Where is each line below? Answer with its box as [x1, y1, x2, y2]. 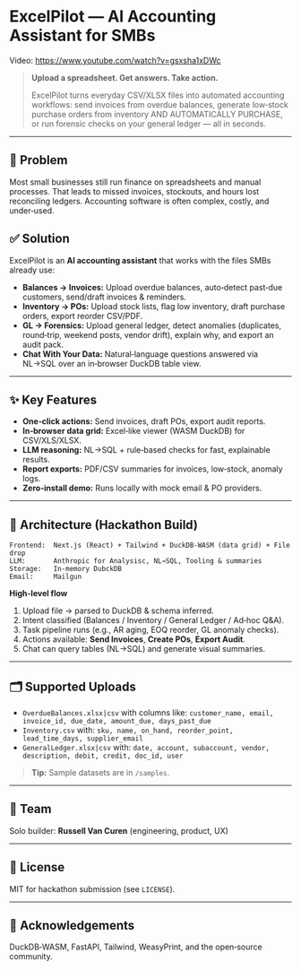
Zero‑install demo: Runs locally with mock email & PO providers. [21, 482, 262, 494]
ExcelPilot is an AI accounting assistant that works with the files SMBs [9, 255, 271, 265]
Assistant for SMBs [9, 25, 156, 46]
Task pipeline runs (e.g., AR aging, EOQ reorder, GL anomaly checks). [21, 625, 279, 636]
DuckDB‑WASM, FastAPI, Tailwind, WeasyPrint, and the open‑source [9, 941, 262, 952]
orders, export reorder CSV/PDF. [21, 310, 143, 321]
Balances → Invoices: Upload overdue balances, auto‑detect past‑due [21, 281, 283, 292]
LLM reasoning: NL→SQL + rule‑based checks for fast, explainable [21, 445, 271, 455]
